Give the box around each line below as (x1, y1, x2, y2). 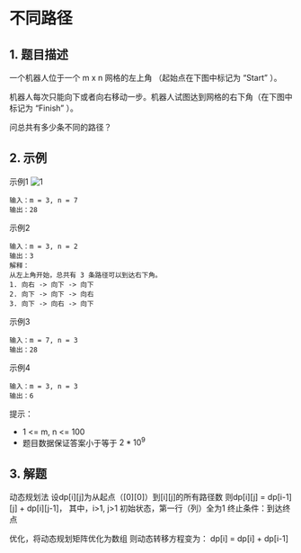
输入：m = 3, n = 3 (9, 381, 78, 391)
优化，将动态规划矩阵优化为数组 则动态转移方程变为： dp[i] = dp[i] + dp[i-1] (9, 533, 289, 544)
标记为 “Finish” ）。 (9, 103, 78, 113)
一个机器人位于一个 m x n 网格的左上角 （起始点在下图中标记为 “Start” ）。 (9, 73, 282, 83)
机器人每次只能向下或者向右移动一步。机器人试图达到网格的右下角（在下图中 (9, 92, 293, 102)
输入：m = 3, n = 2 (9, 242, 78, 251)
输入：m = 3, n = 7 (9, 195, 78, 205)
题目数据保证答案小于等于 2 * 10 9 (22, 435, 146, 448)
